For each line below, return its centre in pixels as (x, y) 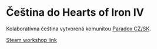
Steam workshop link (31, 40)
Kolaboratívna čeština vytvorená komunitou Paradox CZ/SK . (78, 29)
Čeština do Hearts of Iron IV (75, 13)
